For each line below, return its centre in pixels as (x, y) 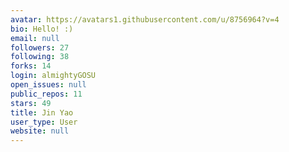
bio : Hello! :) (42, 29)
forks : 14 (31, 66)
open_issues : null (48, 85)
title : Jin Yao (42, 112)
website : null (40, 131)
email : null (35, 38)
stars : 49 (31, 103)
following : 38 (40, 57)
